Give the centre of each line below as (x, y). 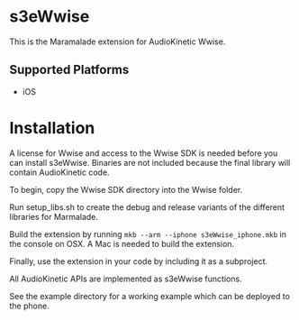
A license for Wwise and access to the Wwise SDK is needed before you (144, 153)
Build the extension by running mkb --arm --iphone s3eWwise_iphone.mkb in (148, 234)
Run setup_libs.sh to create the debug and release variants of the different (147, 207)
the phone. (29, 306)
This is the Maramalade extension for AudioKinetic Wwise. (118, 41)
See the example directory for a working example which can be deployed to (150, 296)
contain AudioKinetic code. (59, 172)
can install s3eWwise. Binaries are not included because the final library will (150, 162)
